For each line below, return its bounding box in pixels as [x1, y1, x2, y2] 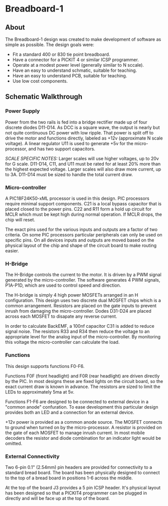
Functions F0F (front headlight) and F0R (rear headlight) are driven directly [5, 372, 160, 379]
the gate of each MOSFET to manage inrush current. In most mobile [5, 430, 145, 436]
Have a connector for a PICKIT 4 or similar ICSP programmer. [12, 57, 139, 63]
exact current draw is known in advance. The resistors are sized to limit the [5, 384, 160, 390]
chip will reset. [5, 216, 36, 222]
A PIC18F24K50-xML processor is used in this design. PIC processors [5, 195, 149, 201]
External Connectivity [5, 453, 60, 460]
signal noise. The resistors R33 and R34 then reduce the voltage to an [5, 328, 150, 334]
